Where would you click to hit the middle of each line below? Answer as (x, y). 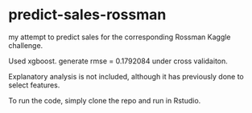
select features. (34, 85)
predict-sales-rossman (87, 15)
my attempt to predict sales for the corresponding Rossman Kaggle (120, 37)
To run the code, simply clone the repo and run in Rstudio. (105, 100)
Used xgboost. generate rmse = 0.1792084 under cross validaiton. (118, 61)
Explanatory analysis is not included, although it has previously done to (126, 76)
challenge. (26, 45)
